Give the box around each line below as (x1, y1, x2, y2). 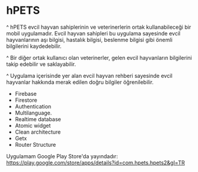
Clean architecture (14, 128, 61, 135)
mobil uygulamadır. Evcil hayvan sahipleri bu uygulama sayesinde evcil (6, 29, 181, 37)
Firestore (14, 96, 38, 104)
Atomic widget (14, 122, 51, 129)
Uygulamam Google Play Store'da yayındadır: (6, 152, 118, 159)
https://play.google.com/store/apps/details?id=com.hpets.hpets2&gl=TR (6, 159, 185, 166)
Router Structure (14, 141, 56, 148)
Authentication (14, 102, 52, 110)
